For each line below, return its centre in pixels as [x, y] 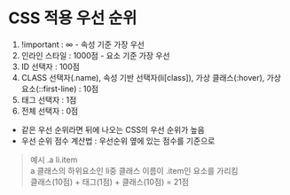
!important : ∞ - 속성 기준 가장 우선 [83, 44]
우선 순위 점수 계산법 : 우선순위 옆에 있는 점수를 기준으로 [118, 140]
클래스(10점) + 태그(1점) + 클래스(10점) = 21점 [110, 182]
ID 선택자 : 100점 [51, 66]
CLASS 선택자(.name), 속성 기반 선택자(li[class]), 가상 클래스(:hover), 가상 [151, 77]
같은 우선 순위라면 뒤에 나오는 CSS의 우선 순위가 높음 [113, 129]
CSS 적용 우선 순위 [73, 18]
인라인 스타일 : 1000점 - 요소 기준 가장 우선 [95, 55]
